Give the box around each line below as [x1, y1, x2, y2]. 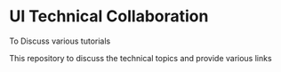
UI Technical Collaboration [9, 6, 209, 27]
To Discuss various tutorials [9, 36, 111, 46]
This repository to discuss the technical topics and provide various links [9, 52, 273, 63]
